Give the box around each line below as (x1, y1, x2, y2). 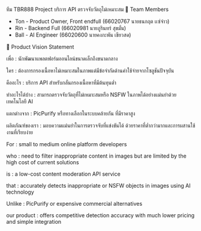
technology (6, 188, 34, 196)
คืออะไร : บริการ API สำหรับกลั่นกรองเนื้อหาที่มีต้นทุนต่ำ (6, 79, 117, 86)
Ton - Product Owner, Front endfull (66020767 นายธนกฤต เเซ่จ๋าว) (14, 18, 170, 25)
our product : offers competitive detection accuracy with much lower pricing (6, 212, 195, 219)
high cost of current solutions (6, 159, 79, 165)
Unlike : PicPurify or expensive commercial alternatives (6, 200, 143, 207)
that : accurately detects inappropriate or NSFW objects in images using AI (6, 182, 191, 189)
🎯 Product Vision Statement (6, 43, 74, 51)
